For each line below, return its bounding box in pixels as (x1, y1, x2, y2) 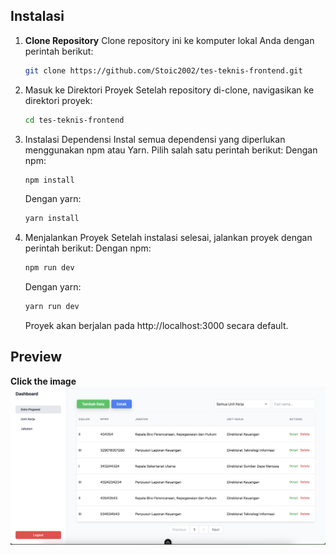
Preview (10, 349, 63, 366)
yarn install (24, 214, 80, 224)
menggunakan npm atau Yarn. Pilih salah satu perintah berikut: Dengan (24, 144, 318, 156)
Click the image (10, 375, 77, 387)
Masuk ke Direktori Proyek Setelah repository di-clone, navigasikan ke (24, 84, 315, 96)
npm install (24, 175, 75, 185)
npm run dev (24, 263, 75, 273)
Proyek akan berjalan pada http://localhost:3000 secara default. (24, 320, 289, 332)
